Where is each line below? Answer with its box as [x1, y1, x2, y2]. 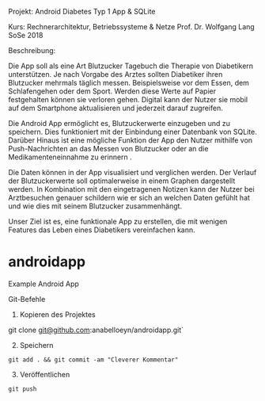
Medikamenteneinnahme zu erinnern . [8, 152, 132, 162]
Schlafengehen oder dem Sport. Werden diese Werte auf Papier [8, 86, 216, 96]
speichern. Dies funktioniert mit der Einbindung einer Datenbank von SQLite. [8, 127, 257, 136]
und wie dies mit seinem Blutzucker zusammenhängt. [8, 201, 183, 211]
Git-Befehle [8, 294, 46, 304]
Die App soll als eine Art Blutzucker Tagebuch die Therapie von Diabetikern [8, 61, 254, 71]
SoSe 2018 [8, 31, 44, 40]
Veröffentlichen [19, 369, 70, 379]
